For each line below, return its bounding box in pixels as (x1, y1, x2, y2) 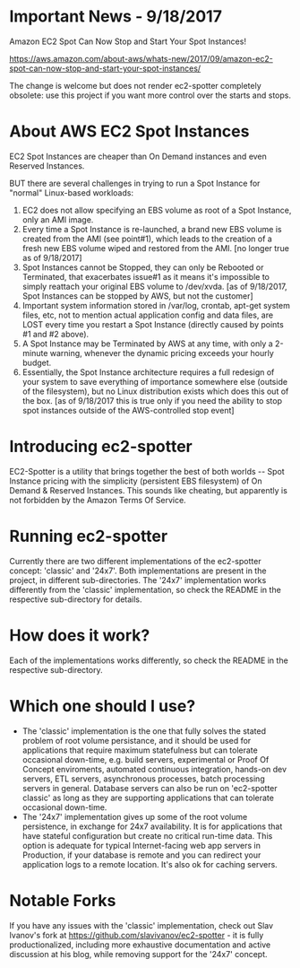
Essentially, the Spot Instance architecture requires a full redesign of (21, 366, 275, 378)
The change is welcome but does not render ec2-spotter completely (9, 80, 261, 91)
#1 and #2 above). (21, 328, 90, 339)
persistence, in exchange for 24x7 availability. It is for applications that (21, 821, 283, 832)
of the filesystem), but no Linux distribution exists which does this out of (21, 386, 289, 397)
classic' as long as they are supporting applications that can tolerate (21, 792, 275, 803)
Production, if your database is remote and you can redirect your (21, 850, 261, 860)
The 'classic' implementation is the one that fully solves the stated (21, 725, 267, 737)
